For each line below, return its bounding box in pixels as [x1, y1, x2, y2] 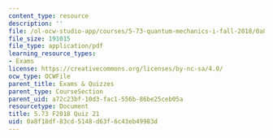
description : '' [8, 19, 63, 28]
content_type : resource [8, 11, 89, 20]
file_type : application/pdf [8, 42, 104, 50]
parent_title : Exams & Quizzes [8, 80, 115, 88]
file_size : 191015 [8, 34, 71, 43]
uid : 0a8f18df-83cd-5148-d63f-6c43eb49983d [8, 118, 158, 126]
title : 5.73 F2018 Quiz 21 [8, 110, 100, 119]
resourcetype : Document [8, 102, 89, 110]
